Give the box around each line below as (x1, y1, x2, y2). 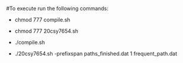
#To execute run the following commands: (6, 5, 109, 12)
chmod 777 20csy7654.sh (14, 27, 79, 34)
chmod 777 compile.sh (14, 16, 71, 23)
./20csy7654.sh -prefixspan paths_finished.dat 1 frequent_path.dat (14, 50, 178, 57)
